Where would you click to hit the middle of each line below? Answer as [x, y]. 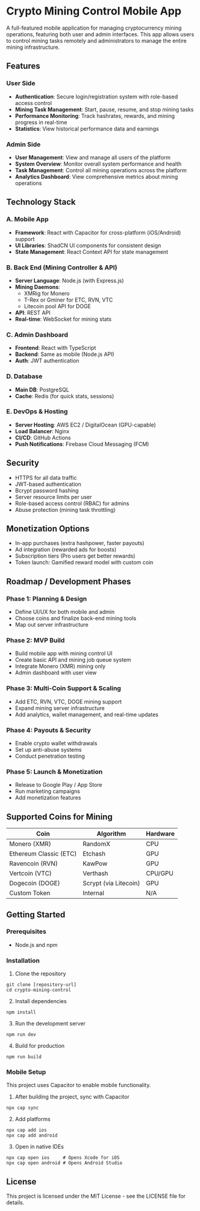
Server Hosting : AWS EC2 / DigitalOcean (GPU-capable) [86, 425]
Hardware [160, 834]
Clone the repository [40, 974]
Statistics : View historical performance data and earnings [87, 129]
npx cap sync [23, 1108]
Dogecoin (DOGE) [35, 883]
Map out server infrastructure [52, 625]
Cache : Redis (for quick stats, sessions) [64, 396]
